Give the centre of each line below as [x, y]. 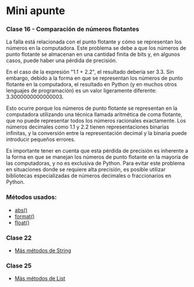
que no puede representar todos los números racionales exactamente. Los [96, 121]
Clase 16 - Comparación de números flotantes [73, 29]
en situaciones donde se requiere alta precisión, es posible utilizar [86, 170]
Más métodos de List [40, 278]
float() [22, 222]
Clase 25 [19, 266]
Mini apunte [36, 11]
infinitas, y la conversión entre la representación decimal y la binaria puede [97, 133]
